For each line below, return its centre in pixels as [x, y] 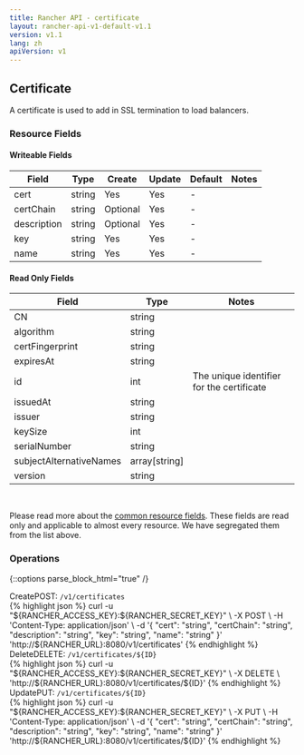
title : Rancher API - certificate [75, 18]
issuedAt [33, 402]
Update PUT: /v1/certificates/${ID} [78, 692]
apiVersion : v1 [38, 52]
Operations [35, 559]
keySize [31, 432]
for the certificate [230, 387]
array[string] [157, 461]
